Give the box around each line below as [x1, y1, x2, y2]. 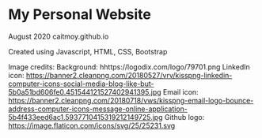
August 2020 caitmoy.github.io [8, 32, 109, 41]
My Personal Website [8, 6, 152, 24]
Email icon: [162, 87, 199, 96]
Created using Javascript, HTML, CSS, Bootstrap [8, 47, 168, 56]
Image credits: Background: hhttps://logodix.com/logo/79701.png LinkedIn [8, 62, 251, 72]
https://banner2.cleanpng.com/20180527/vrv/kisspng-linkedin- [26, 70, 233, 80]
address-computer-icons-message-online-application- [8, 104, 188, 114]
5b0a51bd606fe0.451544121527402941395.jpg [8, 87, 161, 96]
